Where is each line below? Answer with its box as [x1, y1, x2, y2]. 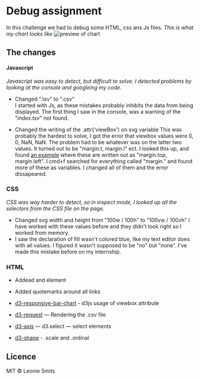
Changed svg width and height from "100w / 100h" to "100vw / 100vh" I [14, 216, 190, 223]
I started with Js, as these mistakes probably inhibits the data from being [14, 101, 193, 108]
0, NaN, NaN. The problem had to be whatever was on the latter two [14, 138, 182, 145]
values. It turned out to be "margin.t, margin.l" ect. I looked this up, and [14, 145, 189, 152]
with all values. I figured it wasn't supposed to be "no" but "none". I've [14, 241, 187, 248]
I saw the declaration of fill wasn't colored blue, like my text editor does [14, 235, 190, 243]
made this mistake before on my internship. [14, 248, 121, 255]
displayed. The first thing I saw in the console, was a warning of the [14, 108, 181, 115]
